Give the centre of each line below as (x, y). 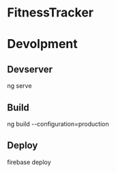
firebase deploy (29, 162)
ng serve (19, 86)
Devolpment (43, 44)
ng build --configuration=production (58, 124)
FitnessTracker (50, 13)
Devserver (30, 69)
